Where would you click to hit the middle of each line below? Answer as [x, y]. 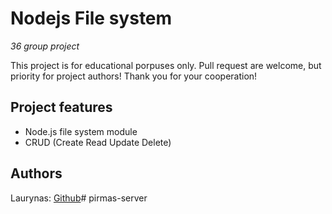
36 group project [45, 46]
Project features [61, 107]
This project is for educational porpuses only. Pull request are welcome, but [166, 65]
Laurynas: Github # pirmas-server [79, 198]
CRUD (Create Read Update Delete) [98, 142]
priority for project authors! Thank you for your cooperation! [134, 76]
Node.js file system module [81, 131]
